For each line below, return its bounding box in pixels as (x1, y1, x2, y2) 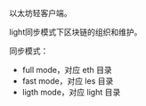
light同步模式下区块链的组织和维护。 (9, 27, 142, 37)
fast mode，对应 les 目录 (21, 76, 114, 86)
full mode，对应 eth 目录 (21, 65, 113, 75)
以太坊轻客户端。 (9, 8, 72, 18)
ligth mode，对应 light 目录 (21, 87, 121, 97)
